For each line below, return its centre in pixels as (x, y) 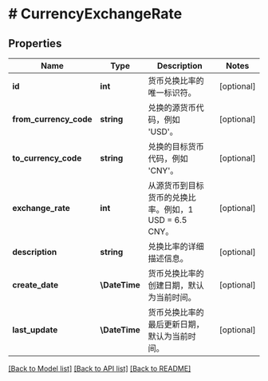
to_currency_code (47, 158)
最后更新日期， (176, 324)
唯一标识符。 (172, 93)
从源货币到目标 (176, 186)
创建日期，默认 (176, 286)
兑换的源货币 (172, 107)
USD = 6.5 (167, 220)
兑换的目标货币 (176, 147)
